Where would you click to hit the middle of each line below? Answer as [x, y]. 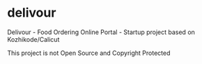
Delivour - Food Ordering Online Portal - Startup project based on [101, 32]
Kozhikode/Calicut [33, 39]
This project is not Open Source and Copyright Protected [89, 53]
